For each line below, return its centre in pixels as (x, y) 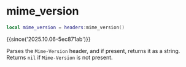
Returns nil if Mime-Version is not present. (60, 57)
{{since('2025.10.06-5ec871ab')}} (48, 39)
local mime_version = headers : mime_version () (65, 27)
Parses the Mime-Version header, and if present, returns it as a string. (93, 51)
